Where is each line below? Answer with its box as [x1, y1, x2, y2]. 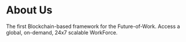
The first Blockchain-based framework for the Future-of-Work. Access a [6, 23, 180, 30]
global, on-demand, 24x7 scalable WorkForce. [6, 29, 118, 36]
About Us [6, 3, 53, 17]
